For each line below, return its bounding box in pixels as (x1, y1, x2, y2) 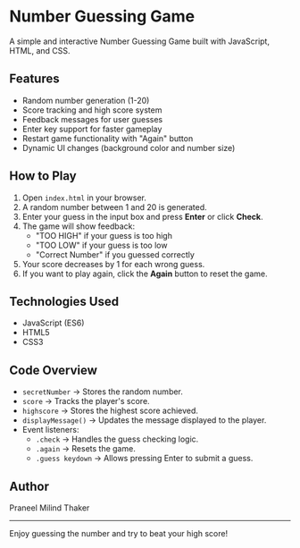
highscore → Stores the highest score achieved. (21, 405, 199, 417)
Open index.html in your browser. (21, 192, 147, 203)
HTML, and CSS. (9, 45, 71, 55)
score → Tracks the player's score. (21, 396, 150, 407)
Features (9, 72, 60, 87)
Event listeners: (21, 425, 79, 435)
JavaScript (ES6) (21, 317, 85, 328)
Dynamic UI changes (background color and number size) (21, 142, 236, 153)
